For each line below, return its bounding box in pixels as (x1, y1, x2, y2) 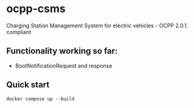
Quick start (6, 79, 50, 90)
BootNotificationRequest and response (15, 62, 113, 69)
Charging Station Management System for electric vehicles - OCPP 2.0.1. (6, 22, 189, 29)
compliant (6, 28, 32, 35)
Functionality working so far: (6, 46, 118, 56)
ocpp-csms (6, 2, 66, 16)
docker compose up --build (6, 96, 75, 102)
